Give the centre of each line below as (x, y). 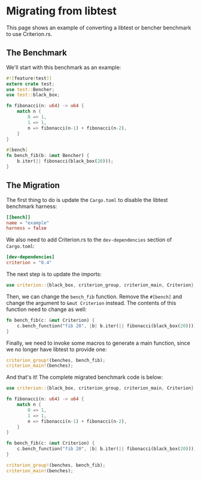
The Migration (33, 185)
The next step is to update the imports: (54, 274)
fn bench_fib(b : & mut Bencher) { (48, 156)
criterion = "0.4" (29, 263)
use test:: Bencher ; (31, 89)
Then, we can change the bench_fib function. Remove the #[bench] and (94, 296)
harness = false (26, 228)
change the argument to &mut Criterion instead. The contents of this (91, 303)
